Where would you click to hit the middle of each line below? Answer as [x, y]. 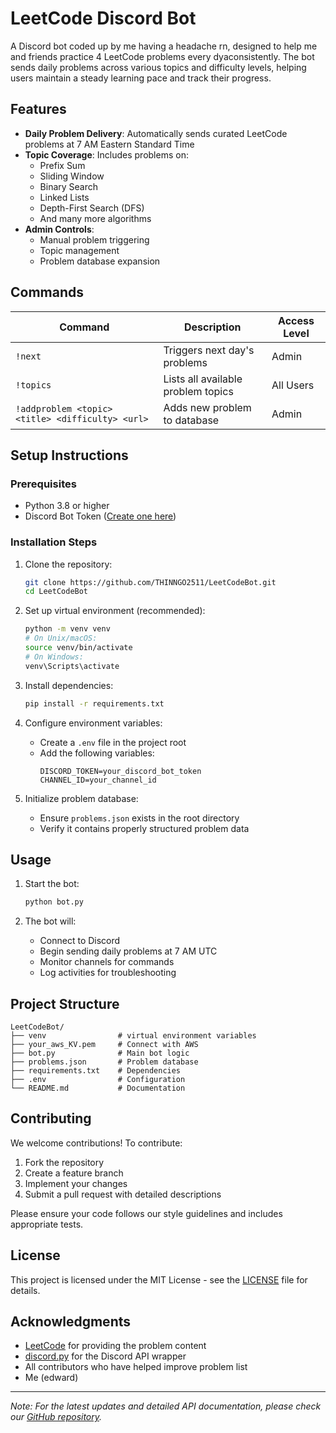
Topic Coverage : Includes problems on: [106, 154]
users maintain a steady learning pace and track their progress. [141, 78]
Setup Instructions [69, 455]
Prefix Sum [62, 165]
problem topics [198, 391]
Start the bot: [52, 884]
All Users [293, 385]
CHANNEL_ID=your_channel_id [98, 780]
